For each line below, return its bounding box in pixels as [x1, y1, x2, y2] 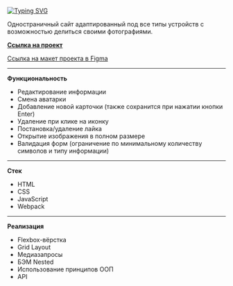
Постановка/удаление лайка [17, 125, 103, 133]
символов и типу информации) [17, 146, 110, 155]
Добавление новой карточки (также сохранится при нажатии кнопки [17, 103, 223, 110]
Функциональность [7, 74, 68, 83]
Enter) [17, 110, 35, 118]
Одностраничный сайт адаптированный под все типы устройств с [7, 20, 205, 28]
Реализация [7, 222, 44, 230]
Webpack [17, 202, 45, 210]
